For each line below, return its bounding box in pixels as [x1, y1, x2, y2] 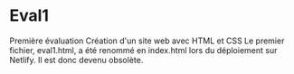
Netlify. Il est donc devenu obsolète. [9, 54, 144, 65]
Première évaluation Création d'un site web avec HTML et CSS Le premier [9, 35, 285, 46]
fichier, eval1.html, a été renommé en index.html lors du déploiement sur [9, 44, 278, 55]
